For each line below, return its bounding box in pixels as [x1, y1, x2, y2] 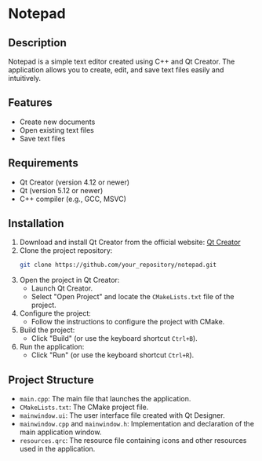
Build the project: [19, 325, 75, 335]
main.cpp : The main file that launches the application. [19, 394, 191, 404]
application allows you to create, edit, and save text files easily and [8, 65, 224, 75]
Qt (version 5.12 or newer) [19, 185, 104, 195]
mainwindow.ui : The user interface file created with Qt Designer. [19, 411, 225, 420]
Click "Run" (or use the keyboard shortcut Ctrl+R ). [31, 350, 195, 360]
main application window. [19, 427, 102, 437]
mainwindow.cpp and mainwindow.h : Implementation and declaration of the [19, 419, 255, 429]
